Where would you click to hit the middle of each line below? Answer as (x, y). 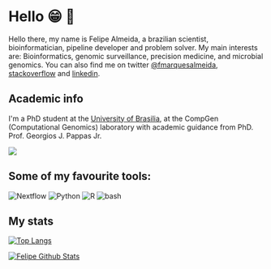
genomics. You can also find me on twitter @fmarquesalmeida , (113, 65)
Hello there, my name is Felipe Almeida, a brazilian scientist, (109, 39)
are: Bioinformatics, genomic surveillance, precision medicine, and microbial (136, 56)
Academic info (46, 99)
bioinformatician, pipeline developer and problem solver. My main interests (133, 47)
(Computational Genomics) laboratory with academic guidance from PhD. (131, 127)
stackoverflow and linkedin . (54, 73)
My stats (31, 221)
